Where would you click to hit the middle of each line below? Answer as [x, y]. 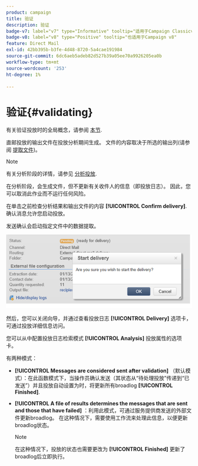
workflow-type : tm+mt [33, 62]
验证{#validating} [49, 113]
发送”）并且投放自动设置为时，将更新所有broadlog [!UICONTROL [94, 385]
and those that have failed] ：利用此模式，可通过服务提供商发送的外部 [100, 411]
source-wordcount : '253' [37, 68]
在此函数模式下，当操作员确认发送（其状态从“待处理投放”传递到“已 [108, 378]
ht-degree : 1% [24, 75]
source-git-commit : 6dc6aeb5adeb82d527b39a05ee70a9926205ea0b [84, 56]
